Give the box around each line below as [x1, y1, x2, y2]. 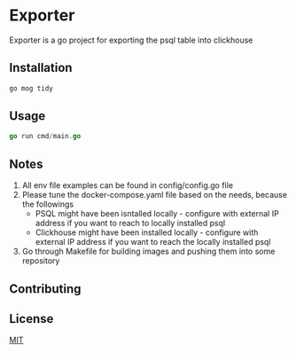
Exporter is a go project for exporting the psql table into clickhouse [9, 35, 253, 45]
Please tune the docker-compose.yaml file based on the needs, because [21, 190, 288, 200]
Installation [9, 60, 73, 75]
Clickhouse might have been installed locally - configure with [35, 227, 259, 238]
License [9, 311, 54, 326]
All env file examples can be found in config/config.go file [21, 180, 233, 191]
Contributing [9, 281, 82, 296]
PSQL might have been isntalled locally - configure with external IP [35, 208, 279, 219]
